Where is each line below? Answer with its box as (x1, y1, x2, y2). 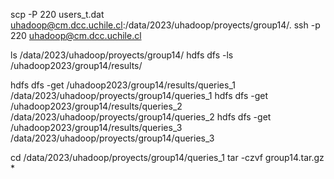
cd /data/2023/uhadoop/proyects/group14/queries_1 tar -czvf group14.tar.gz (10, 152, 325, 163)
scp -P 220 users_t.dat (10, 9, 105, 20)
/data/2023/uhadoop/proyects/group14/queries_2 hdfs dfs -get (10, 111, 272, 123)
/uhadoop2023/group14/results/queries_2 (10, 100, 183, 112)
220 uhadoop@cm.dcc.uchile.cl (10, 30, 142, 41)
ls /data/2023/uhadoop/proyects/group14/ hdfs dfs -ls (10, 49, 234, 61)
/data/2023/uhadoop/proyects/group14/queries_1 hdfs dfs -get (10, 90, 269, 101)
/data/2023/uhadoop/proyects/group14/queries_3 (10, 132, 215, 144)
